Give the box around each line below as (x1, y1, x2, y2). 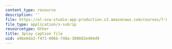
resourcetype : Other (5, 27, 50, 32)
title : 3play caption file (5, 31, 63, 36)
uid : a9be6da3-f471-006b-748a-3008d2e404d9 (5, 36, 100, 41)
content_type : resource (5, 7, 56, 13)
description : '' (5, 12, 40, 17)
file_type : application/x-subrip (5, 21, 77, 27)
